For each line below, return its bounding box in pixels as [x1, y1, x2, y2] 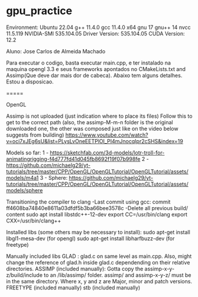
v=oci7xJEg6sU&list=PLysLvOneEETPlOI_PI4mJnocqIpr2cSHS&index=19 [6, 137, 183, 144]
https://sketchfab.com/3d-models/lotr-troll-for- [50, 149, 165, 156]
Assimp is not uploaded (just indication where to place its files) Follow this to [6, 112, 193, 120]
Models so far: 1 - [6, 149, 49, 156]
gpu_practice [6, 4, 73, 18]
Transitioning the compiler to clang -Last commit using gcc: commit [6, 198, 171, 205]
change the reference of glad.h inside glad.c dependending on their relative [6, 259, 190, 266]
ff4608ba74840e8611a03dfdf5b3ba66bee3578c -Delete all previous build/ [6, 204, 188, 211]
